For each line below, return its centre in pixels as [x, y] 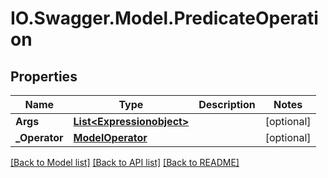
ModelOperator [110, 137]
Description [227, 104]
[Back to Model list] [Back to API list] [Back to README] [125, 162]
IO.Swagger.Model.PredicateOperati [164, 18]
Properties [44, 76]
